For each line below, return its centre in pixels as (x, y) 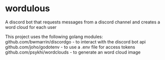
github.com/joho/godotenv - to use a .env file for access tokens (70, 47)
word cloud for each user (31, 27)
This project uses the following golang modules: (54, 37)
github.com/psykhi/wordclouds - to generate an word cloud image (73, 52)
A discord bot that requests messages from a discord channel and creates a (82, 22)
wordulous (28, 9)
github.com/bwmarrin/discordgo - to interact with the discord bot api (76, 41)
